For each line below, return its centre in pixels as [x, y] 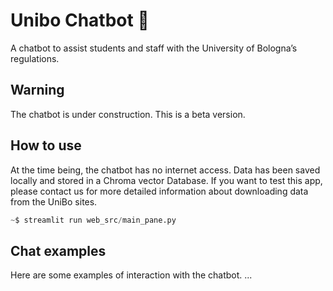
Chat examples [58, 250]
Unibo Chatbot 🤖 [80, 20]
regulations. [35, 58]
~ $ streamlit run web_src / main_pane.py [93, 220]
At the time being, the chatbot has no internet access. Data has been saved [165, 170]
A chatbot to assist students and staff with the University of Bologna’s [154, 48]
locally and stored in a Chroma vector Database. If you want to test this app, [166, 180]
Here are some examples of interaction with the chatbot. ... [131, 275]
